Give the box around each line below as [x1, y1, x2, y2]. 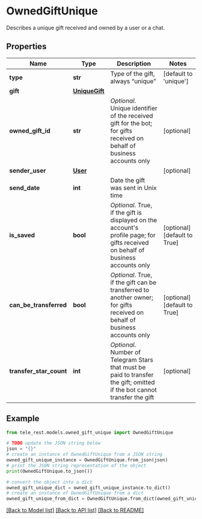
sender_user [9, 166, 46, 175]
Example [6, 413, 40, 424]
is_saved [9, 231, 35, 239]
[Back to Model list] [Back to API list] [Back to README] [6, 506, 144, 514]
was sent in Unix [110, 183, 158, 192]
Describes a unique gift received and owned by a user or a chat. [6, 24, 165, 31]
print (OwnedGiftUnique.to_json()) [6, 468, 93, 474]
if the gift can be [110, 278, 157, 287]
